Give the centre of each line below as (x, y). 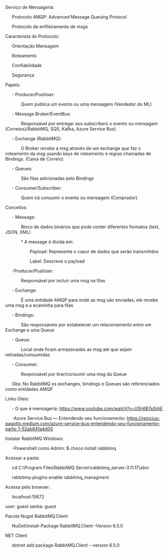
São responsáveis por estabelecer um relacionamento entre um (86, 325)
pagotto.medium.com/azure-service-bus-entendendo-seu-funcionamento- (83, 423)
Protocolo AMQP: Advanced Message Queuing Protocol (69, 17)
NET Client (16, 535)
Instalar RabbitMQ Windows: (34, 438)
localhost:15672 (28, 497)
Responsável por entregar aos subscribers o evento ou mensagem (89, 124)
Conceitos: (16, 207)
